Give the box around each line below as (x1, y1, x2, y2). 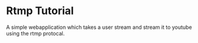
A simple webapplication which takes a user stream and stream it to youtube (6, 24, 192, 31)
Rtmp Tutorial (6, 4, 74, 18)
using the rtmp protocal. (6, 29, 65, 37)
